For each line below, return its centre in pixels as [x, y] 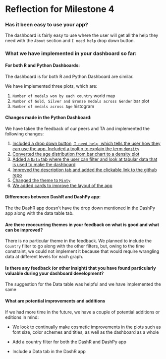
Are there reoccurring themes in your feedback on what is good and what [82, 225]
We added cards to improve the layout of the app [62, 185]
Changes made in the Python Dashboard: [48, 118]
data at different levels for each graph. [44, 257]
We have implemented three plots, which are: [51, 86]
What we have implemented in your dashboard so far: [71, 54]
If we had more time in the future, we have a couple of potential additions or [83, 312]
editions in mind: [22, 317]
